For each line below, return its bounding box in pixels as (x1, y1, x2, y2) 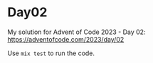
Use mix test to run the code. (7, 49, 95, 57)
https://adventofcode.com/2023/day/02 (7, 35, 125, 43)
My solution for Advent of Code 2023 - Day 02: (7, 28, 146, 36)
